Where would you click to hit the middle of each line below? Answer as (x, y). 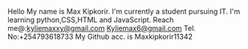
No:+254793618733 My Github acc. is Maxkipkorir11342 (100, 36)
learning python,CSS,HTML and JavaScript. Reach (91, 20)
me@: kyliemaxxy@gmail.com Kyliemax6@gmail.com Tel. (102, 28)
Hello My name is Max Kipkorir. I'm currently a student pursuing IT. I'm (124, 11)
